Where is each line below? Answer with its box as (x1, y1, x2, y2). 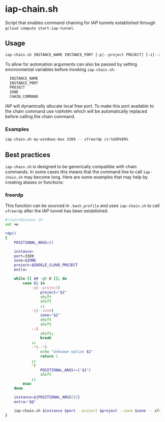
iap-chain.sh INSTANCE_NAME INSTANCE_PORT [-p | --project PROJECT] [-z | (5, 52, 155, 57)
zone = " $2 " (40, 313, 60, 318)
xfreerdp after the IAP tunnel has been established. (5, 208, 109, 214)
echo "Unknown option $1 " (40, 349, 93, 355)
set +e (5, 222, 19, 227)
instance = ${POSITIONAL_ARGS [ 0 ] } (14, 394, 80, 399)
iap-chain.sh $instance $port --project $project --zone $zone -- (14, 408, 153, 413)
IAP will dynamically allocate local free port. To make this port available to (5, 103, 154, 109)
